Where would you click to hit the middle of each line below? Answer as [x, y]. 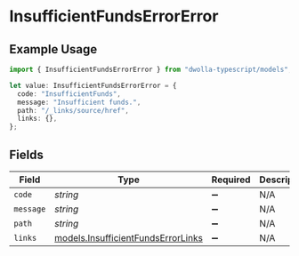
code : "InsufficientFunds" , [69, 94]
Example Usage [53, 49]
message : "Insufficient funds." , [79, 102]
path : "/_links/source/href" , [73, 110]
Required [231, 180]
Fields [27, 154]
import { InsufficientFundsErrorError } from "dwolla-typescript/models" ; [151, 69]
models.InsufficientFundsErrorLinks [129, 237]
